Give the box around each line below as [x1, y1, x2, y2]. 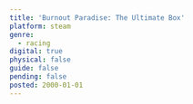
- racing [17, 38, 51, 48]
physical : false [9, 55, 71, 64]
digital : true [9, 47, 64, 56]
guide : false [9, 64, 59, 73]
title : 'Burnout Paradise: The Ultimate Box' [9, 13, 185, 23]
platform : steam [9, 22, 71, 31]
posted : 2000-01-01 [9, 80, 84, 90]
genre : [9, 30, 35, 39]
